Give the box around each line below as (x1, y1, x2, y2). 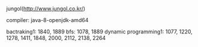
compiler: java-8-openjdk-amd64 (6, 17, 89, 23)
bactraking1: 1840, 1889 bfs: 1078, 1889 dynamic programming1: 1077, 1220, (6, 28, 193, 35)
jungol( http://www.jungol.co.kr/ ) (6, 5, 86, 12)
